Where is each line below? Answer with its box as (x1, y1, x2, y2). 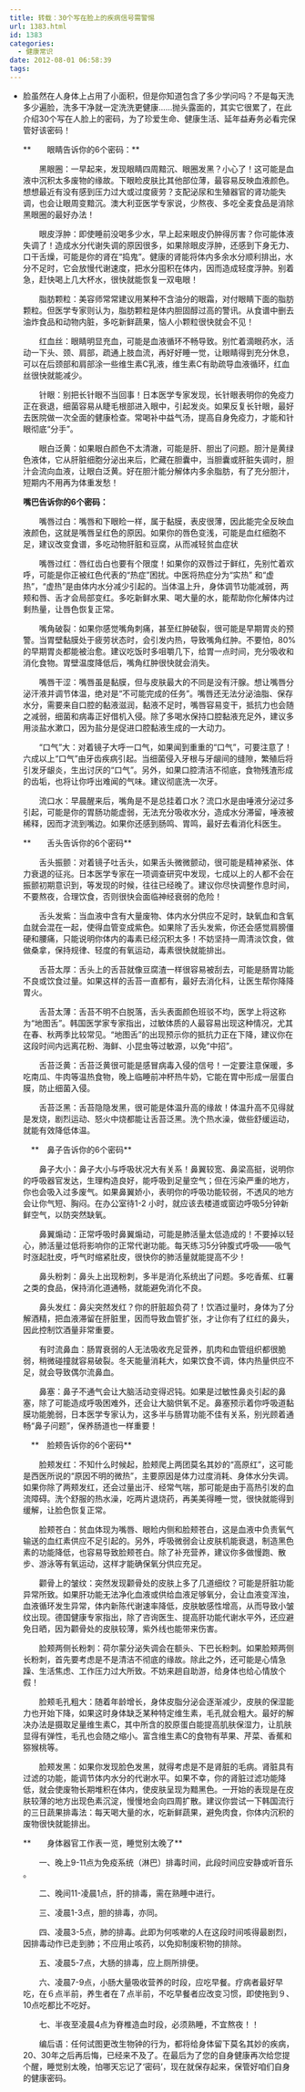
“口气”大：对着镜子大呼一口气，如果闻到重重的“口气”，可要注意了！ (38, 741, 293, 753)
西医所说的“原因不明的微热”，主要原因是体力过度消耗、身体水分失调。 (30, 1470, 294, 1481)
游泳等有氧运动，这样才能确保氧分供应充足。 (38, 1557, 207, 1569)
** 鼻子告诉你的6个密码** (30, 1144, 132, 1155)
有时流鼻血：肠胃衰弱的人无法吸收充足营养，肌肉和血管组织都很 (38, 1343, 279, 1355)
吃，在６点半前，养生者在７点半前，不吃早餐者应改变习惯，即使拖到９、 (22, 1988, 294, 1999)
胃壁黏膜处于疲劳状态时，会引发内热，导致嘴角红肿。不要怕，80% (46, 634, 297, 645)
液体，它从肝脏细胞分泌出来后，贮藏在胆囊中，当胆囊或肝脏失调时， (30, 453, 287, 465)
